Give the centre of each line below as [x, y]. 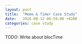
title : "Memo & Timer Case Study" [41, 14]
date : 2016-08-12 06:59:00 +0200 [41, 19]
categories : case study [29, 23]
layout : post [18, 10]
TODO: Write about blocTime [34, 37]
